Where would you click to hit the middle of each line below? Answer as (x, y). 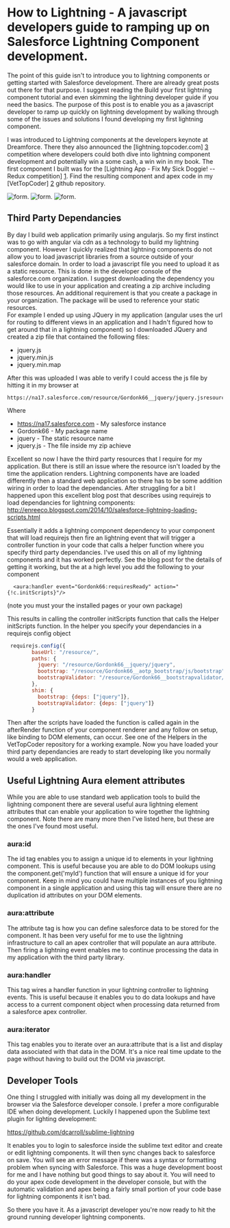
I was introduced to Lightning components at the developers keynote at (108, 139)
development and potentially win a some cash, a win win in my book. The (110, 161)
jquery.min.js (35, 357)
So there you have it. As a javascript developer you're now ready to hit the (111, 1210)
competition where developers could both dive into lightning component (109, 154)
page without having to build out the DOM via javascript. (86, 1059)
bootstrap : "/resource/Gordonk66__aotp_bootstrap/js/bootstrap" (131, 671)
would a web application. (42, 759)
